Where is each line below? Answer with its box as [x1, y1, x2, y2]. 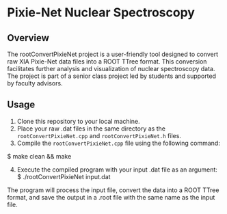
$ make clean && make [7, 152, 72, 160]
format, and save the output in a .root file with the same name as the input [7, 193, 215, 201]
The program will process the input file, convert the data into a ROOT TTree [7, 186, 219, 194]
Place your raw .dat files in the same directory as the [16, 124, 166, 133]
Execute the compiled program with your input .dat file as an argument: [16, 165, 217, 174]
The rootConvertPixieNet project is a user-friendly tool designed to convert [7, 50, 219, 58]
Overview [7, 32, 50, 44]
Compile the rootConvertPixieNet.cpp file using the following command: [16, 139, 220, 147]
